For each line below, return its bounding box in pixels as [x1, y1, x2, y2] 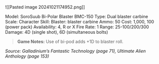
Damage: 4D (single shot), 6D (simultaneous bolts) [5, 29, 109, 35]
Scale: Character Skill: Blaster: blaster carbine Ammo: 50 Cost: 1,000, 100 [5, 19, 155, 24]
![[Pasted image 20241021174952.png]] [5, 4, 85, 10]
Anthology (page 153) [5, 53, 49, 59]
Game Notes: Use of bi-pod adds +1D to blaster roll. [17, 39, 123, 44]
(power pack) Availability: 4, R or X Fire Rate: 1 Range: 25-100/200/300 [5, 24, 149, 30]
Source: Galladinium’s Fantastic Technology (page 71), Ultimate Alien [5, 48, 146, 54]
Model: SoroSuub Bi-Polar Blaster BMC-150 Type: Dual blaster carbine [5, 14, 148, 19]
